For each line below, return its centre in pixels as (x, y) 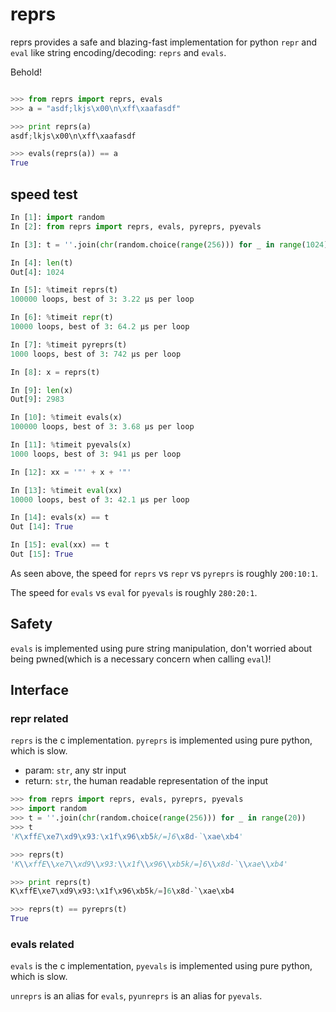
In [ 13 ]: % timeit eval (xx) (66, 490)
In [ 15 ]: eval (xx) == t (60, 545)
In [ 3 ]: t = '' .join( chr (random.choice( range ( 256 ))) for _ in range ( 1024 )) (171, 244)
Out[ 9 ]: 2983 (37, 399)
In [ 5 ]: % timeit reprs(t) (64, 290)
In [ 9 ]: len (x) (42, 390)
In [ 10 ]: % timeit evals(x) (66, 418)
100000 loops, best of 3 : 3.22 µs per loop (102, 299)
